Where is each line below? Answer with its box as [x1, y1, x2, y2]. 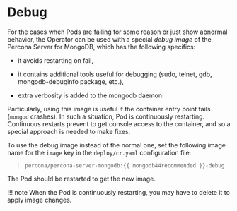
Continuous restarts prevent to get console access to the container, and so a [7, 119, 231, 128]
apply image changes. [7, 195, 72, 204]
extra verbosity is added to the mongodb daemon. [17, 91, 164, 100]
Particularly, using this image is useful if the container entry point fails [7, 104, 211, 113]
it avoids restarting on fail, [17, 56, 94, 64]
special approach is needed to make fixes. [7, 127, 131, 135]
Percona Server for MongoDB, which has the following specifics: [7, 42, 196, 51]
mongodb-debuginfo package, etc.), [17, 77, 124, 85]
